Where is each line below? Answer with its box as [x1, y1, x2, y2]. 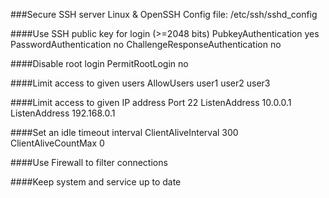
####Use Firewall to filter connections [10, 157, 168, 168]
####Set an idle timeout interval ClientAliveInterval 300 [10, 127, 239, 138]
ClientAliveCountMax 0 [10, 137, 105, 149]
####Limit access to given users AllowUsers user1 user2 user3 [10, 77, 271, 89]
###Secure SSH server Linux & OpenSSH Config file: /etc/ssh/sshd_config [10, 9, 318, 20]
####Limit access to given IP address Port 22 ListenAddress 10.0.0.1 [10, 97, 292, 108]
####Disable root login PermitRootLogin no [10, 58, 189, 69]
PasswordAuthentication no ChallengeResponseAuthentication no [10, 39, 282, 50]
